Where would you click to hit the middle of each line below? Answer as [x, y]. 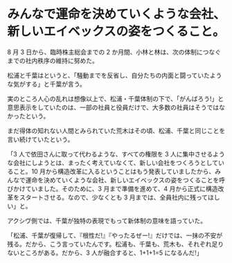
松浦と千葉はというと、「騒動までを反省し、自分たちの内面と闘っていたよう [115, 75]
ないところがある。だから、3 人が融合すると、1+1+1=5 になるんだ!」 [105, 253]
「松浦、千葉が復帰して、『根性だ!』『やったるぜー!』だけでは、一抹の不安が [115, 235]
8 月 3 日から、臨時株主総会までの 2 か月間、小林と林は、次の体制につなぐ [114, 52]
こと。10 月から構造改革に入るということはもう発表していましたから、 [114, 171]
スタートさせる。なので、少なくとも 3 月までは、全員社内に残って [114, 197]
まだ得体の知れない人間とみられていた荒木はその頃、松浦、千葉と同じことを [116, 130]
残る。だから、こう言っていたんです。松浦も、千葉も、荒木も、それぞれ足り [115, 244]
